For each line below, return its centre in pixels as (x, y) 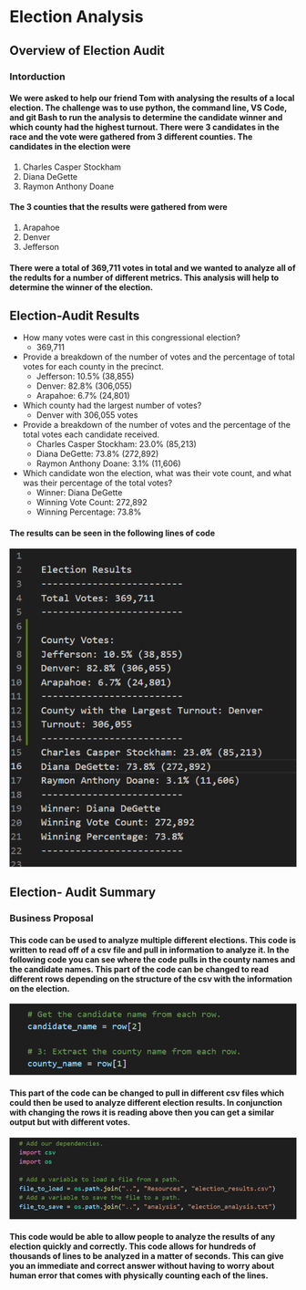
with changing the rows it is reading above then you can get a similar (142, 1112)
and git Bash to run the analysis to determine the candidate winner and (146, 118)
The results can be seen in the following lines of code (112, 533)
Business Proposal (51, 919)
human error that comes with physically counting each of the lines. (139, 1275)
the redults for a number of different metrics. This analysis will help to (144, 277)
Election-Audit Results (75, 315)
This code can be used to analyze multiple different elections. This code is (153, 940)
